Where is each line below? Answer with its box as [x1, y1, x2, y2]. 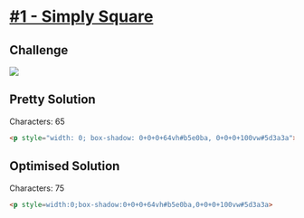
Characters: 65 [9, 116, 65, 127]
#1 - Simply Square [9, 6, 154, 27]
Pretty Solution [9, 92, 97, 108]
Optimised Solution [9, 158, 120, 174]
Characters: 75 [9, 183, 65, 194]
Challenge [9, 43, 69, 58]
